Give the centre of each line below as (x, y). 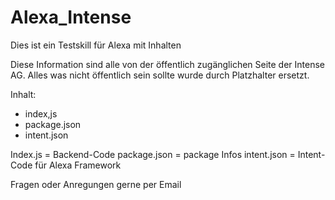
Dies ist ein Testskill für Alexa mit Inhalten (96, 45)
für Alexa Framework (78, 165)
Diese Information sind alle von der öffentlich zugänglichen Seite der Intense (168, 64)
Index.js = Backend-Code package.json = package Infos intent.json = (153, 154)
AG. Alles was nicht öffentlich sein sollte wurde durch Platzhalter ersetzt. (160, 75)
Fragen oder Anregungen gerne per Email (96, 184)
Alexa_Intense (71, 17)
